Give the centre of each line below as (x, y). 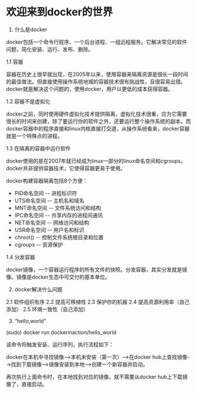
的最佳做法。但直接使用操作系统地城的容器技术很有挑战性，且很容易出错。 (96, 81)
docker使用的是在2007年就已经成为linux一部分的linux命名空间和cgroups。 (96, 161)
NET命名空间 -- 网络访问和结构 (52, 222)
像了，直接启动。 (27, 384)
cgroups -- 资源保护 (39, 244)
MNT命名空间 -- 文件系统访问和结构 (58, 208)
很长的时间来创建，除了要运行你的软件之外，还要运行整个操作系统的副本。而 (98, 121)
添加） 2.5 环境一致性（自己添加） (47, 309)
